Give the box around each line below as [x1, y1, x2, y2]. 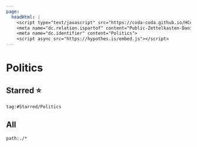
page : [6, 8, 19, 15]
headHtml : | [11, 14, 41, 20]
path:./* [6, 135, 28, 141]
